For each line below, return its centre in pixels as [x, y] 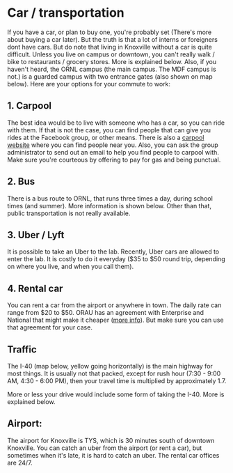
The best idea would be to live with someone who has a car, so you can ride [116, 123]
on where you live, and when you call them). [71, 267]
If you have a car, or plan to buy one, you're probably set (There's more [110, 32]
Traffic [22, 349]
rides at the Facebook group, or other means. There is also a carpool [106, 137]
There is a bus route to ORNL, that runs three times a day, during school [110, 198]
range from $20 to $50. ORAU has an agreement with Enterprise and [105, 313]
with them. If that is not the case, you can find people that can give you [109, 130]
